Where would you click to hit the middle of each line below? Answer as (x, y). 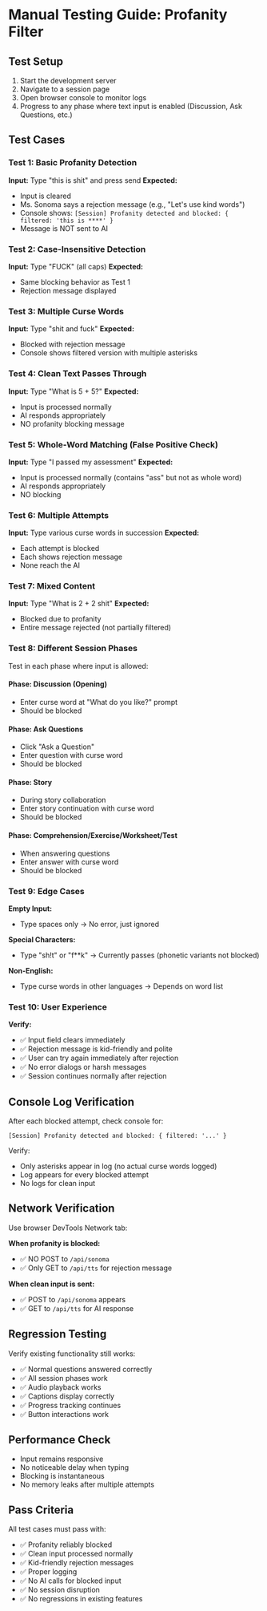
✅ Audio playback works (60, 1387)
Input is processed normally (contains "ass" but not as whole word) (131, 477)
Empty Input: (30, 909)
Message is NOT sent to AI (64, 228)
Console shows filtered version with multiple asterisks (109, 353)
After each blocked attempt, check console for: (86, 1121)
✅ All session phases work (64, 1378)
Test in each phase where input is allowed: (78, 666)
